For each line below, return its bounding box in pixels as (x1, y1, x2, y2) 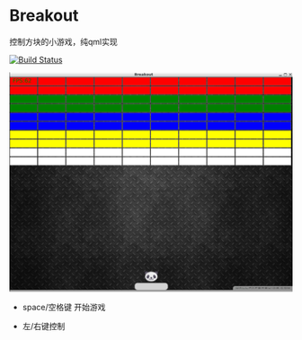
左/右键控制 (22, 320, 66, 331)
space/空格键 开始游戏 (22, 301, 106, 312)
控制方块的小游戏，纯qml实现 (9, 36, 119, 47)
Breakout (9, 5, 79, 26)
